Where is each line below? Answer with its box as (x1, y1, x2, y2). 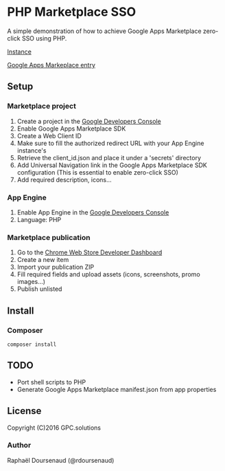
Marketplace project (7, 101, 77, 111)
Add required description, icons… (16, 175, 112, 184)
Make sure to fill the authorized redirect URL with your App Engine (16, 139, 204, 147)
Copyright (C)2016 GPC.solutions (7, 424, 102, 432)
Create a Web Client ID (16, 131, 82, 140)
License (7, 405, 42, 417)
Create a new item (16, 256, 69, 264)
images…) (16, 278, 46, 286)
